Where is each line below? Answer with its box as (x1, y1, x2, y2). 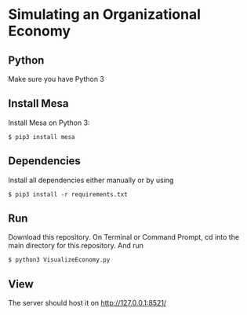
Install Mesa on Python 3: (8, 118, 90, 127)
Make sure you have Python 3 (8, 75, 104, 83)
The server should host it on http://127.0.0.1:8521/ (8, 299, 167, 308)
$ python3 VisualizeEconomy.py (8, 256, 111, 264)
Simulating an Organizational (8, 5, 202, 24)
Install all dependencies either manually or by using (8, 175, 174, 185)
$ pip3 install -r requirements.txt (8, 190, 128, 198)
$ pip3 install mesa (8, 133, 76, 141)
